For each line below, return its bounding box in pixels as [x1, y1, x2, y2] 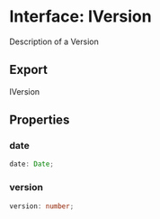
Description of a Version [9, 36, 99, 47]
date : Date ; [9, 160, 54, 169]
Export [9, 62, 48, 78]
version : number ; [9, 201, 75, 211]
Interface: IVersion [9, 6, 152, 27]
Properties [9, 113, 70, 128]
